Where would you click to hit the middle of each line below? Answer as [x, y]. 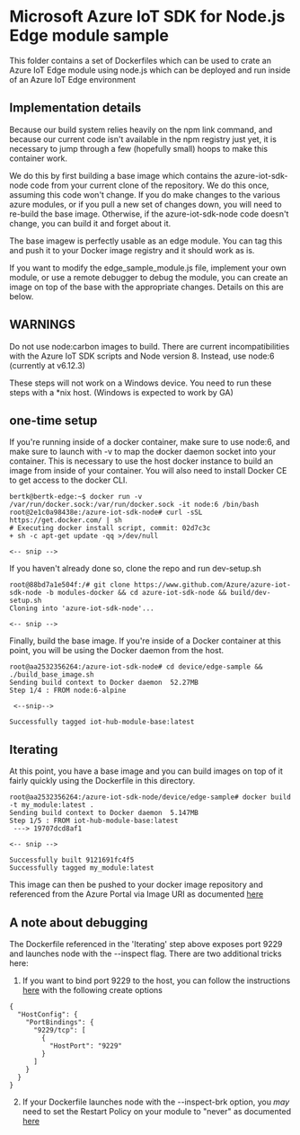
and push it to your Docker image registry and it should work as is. [132, 250]
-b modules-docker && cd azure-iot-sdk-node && [136, 593]
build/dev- [251, 593]
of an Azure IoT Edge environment [73, 79]
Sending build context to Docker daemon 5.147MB [104, 813]
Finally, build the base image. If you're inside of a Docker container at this [145, 641]
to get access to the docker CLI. [69, 480]
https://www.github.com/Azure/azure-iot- [212, 585]
